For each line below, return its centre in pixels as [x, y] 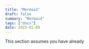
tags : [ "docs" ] [20, 23]
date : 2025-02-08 [23, 28]
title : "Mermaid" [23, 9]
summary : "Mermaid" [25, 18]
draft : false [18, 14]
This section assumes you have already [44, 41]
